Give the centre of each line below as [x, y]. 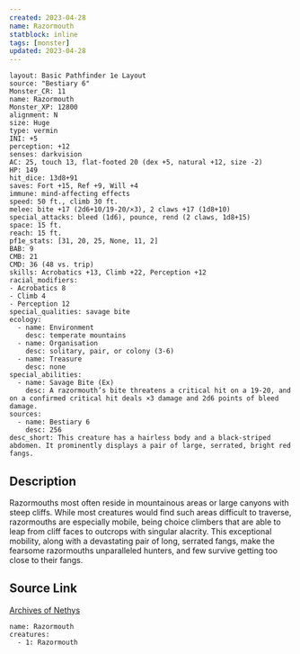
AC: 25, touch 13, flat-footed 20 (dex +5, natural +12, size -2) [136, 163]
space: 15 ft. [36, 226]
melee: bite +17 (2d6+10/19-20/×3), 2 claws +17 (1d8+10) [120, 210]
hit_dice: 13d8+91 [44, 178]
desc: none [46, 367]
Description [43, 481]
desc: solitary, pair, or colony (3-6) [100, 352]
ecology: [26, 320]
